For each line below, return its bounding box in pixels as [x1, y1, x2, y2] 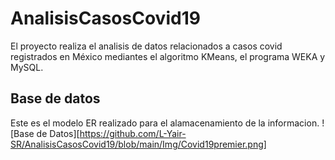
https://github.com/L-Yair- [79, 127, 187, 139]
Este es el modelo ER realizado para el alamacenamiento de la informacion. [10, 117, 320, 129]
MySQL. [10, 61, 44, 73]
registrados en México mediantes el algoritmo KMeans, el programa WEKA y [10, 50, 326, 62]
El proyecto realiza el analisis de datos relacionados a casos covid [10, 40, 283, 52]
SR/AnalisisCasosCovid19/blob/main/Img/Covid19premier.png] [10, 138, 267, 150]
